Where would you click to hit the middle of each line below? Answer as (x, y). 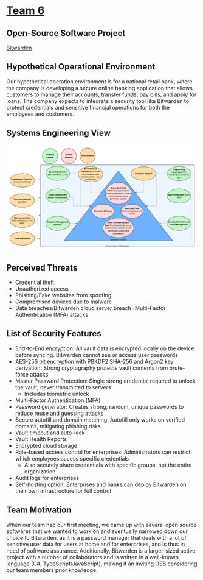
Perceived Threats (42, 268)
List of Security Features (54, 334)
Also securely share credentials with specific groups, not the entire (108, 465)
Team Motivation (39, 510)
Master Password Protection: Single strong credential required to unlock (105, 381)
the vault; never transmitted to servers (63, 387)
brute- (177, 368)
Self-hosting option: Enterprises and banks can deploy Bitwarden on (101, 484)
